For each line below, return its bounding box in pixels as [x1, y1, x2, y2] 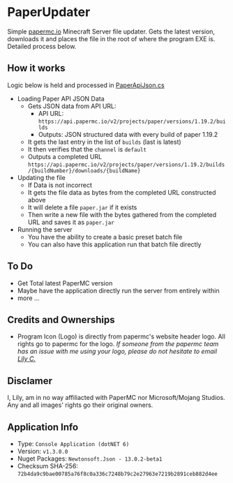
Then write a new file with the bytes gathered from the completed [27, 210, 217, 218]
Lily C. [17, 355, 36, 363]
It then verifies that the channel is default [27, 144, 147, 154]
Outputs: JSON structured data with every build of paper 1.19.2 [38, 130, 218, 138]
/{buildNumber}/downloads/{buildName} [27, 167, 141, 174]
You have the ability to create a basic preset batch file [27, 232, 183, 241]
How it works [7, 62, 66, 74]
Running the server [17, 225, 73, 234]
